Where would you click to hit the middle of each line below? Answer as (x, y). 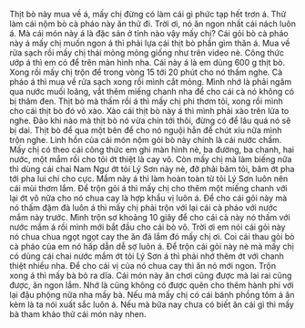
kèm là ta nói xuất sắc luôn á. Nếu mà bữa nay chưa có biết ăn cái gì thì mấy (152, 304)
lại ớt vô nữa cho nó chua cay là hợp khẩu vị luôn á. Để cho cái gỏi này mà (148, 198)
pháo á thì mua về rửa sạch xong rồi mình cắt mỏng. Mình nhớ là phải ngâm (151, 82)
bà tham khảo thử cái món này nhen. (78, 314)
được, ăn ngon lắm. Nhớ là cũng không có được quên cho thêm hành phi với (152, 285)
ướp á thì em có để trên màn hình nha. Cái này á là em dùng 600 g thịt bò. (147, 62)
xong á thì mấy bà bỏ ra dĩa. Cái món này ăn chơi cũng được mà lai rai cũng (151, 275)
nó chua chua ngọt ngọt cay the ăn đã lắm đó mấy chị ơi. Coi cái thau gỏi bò (152, 236)
